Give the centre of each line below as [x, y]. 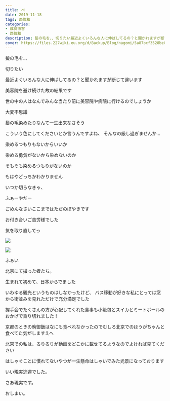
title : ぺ [15, 10]
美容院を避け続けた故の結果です [38, 90]
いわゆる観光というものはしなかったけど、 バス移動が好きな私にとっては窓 [83, 293]
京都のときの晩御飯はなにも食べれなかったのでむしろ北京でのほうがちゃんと [85, 326]
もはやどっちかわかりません [34, 176]
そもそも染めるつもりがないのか [38, 166]
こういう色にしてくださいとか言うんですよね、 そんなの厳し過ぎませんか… [83, 133]
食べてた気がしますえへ [30, 333]
